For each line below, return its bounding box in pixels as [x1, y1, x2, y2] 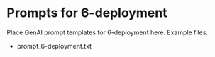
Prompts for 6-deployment [6, 5, 167, 21]
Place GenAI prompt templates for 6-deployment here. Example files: [6, 28, 209, 37]
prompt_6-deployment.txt [16, 42, 92, 50]
